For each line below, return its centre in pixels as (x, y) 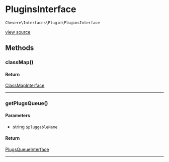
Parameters (18, 115)
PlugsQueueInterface (27, 149)
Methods (20, 48)
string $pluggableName (35, 127)
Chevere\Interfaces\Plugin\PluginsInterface (53, 23)
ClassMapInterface (25, 86)
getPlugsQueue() (27, 103)
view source (18, 32)
